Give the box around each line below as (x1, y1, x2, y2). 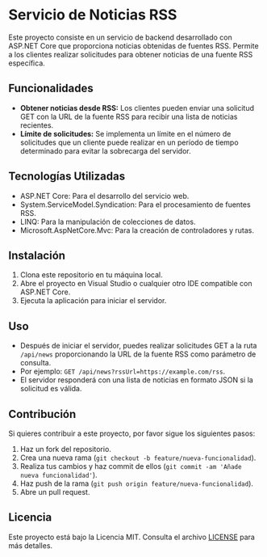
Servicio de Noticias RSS (8, 6, 177, 24)
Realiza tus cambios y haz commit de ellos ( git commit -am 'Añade (19, 462, 242, 470)
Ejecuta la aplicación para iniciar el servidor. (19, 296, 167, 306)
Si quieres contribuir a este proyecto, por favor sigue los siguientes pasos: (8, 428, 256, 438)
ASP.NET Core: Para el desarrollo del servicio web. (19, 191, 190, 200)
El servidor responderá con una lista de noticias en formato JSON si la (19, 375, 254, 385)
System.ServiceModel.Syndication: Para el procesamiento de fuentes (19, 200, 252, 209)
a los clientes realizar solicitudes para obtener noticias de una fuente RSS (8, 49, 253, 59)
